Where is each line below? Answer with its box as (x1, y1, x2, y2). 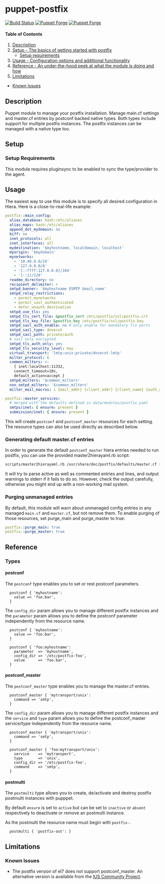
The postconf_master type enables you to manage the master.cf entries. (5, 683, 150, 689)
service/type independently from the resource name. (5, 721, 112, 727)
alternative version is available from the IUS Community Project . (12, 873, 141, 879)
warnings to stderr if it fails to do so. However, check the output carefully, (5, 476, 154, 482)
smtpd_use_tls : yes (9, 309, 50, 314)
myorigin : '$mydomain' (9, 250, 56, 255)
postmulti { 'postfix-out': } (9, 829, 71, 834)
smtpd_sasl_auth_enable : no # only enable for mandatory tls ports (9, 323, 151, 328)
